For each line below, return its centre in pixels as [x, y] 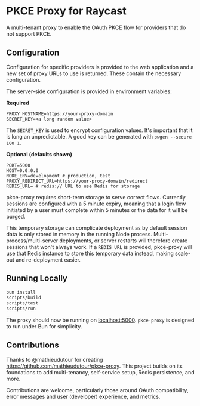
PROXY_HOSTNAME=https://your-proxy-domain [60, 114]
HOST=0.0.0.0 [22, 170]
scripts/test [22, 303]
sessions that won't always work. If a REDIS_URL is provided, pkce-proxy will [99, 247]
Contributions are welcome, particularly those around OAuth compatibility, [98, 390]
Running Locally [37, 279]
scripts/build [24, 298]
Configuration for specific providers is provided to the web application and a [100, 67]
